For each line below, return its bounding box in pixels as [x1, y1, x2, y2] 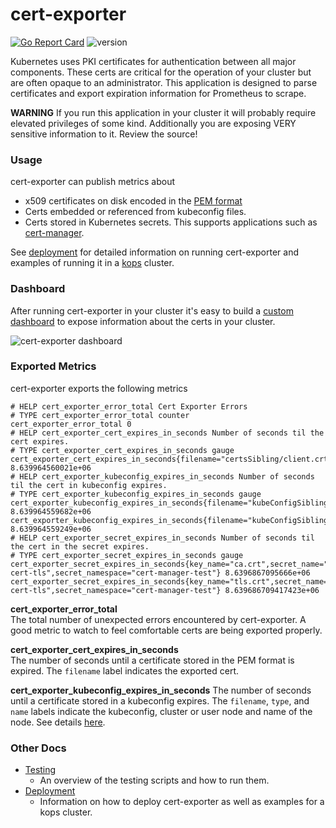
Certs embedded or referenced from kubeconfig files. [24, 206, 247, 218]
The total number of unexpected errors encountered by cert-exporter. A [10, 613, 307, 625]
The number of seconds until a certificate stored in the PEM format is [10, 654, 295, 666]
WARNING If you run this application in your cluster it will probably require [10, 106, 317, 118]
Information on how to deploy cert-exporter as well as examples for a [39, 796, 325, 808]
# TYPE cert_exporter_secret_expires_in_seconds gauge [10, 550, 244, 560]
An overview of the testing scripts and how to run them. [39, 774, 270, 787]
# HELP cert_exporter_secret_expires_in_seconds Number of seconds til [10, 533, 315, 543]
